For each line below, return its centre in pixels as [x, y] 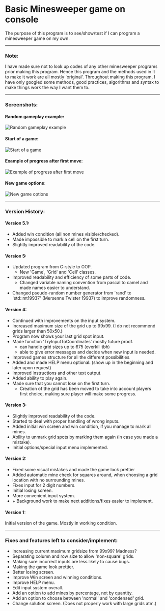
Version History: [25, 211]
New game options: [25, 183]
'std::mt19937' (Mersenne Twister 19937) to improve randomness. [79, 298]
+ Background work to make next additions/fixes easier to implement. [82, 501]
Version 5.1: [17, 223]
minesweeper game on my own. [38, 38]
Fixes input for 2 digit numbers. [44, 485]
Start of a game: [22, 138]
